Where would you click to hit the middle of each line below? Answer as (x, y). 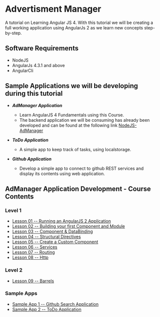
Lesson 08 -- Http (30, 257)
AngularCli (23, 70)
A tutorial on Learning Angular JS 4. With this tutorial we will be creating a (79, 23)
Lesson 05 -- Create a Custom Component (55, 242)
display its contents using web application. (62, 173)
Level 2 (14, 270)
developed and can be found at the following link (69, 125)
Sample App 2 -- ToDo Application (47, 309)
